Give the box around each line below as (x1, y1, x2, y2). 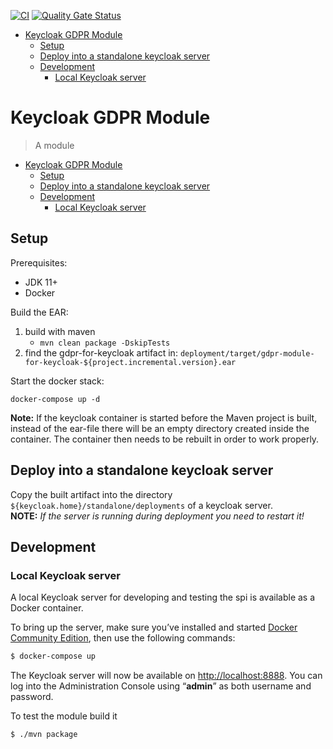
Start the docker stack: (10, 375, 105, 387)
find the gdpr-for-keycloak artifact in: (24, 346, 178, 359)
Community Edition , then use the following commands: (10, 632, 236, 644)
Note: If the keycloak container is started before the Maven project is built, (10, 411, 318, 424)
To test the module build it (10, 710, 118, 722)
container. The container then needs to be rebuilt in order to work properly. (10, 433, 320, 445)
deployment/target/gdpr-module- (179, 348, 315, 359)
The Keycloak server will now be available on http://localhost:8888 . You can (10, 670, 323, 682)
